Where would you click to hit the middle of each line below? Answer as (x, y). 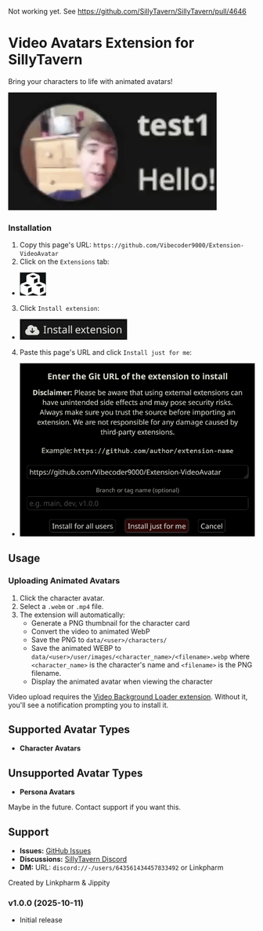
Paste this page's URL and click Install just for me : (106, 352)
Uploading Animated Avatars (64, 581)
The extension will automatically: (72, 615)
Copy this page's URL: (56, 245)
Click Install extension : (59, 309)
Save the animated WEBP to (76, 648)
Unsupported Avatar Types (76, 773)
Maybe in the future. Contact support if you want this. (95, 807)
